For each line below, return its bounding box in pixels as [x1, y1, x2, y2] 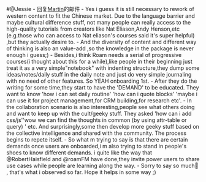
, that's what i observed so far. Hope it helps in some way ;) [6, 169, 156, 176]
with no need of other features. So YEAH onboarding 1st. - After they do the [6, 77, 197, 85]
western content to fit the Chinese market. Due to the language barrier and [6, 12, 195, 20]
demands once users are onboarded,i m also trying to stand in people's [6, 143, 187, 150]
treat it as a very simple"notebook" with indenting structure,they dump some [6, 64, 200, 72]
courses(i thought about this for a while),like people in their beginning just [6, 58, 193, 65]
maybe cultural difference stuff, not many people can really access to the [6, 19, 191, 26]
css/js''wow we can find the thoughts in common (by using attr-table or [6, 116, 187, 124]
